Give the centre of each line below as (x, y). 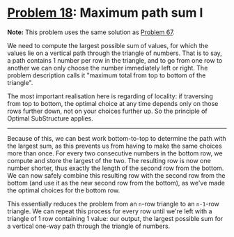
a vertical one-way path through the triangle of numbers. (89, 226)
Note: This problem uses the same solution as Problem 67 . (91, 32)
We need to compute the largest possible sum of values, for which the (108, 45)
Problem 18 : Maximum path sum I (105, 13)
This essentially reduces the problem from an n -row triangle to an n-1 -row (113, 204)
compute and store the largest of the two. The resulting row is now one (109, 160)
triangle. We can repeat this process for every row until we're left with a (110, 211)
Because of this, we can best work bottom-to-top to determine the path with (117, 138)
